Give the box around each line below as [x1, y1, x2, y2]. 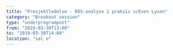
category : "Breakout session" [6, 14, 81, 20]
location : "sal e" [6, 36, 51, 42]
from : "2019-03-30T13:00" [6, 25, 70, 31]
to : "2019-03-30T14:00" [6, 30, 65, 36]
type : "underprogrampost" [6, 19, 70, 25]
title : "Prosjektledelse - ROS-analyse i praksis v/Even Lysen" [6, 8, 168, 15]
